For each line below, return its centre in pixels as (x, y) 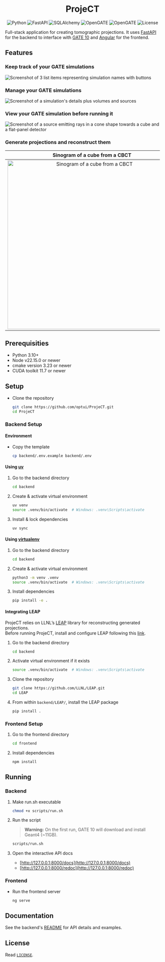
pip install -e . (30, 601)
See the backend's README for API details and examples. (64, 928)
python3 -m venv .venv (35, 577)
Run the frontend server (36, 891)
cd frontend (24, 743)
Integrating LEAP (23, 611)
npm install (24, 762)
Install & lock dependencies (40, 519)
